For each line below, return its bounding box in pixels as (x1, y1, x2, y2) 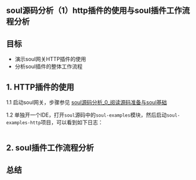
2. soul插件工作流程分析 (6, 143, 94, 153)
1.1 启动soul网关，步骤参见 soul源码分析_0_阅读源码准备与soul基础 (6, 99, 167, 106)
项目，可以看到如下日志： (40, 119, 104, 126)
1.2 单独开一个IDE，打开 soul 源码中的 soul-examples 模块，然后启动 (6, 111, 167, 118)
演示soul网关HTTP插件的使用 (14, 56, 86, 63)
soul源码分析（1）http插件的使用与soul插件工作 (6, 5, 182, 16)
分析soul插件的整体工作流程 (14, 63, 83, 70)
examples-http (6, 120, 42, 126)
